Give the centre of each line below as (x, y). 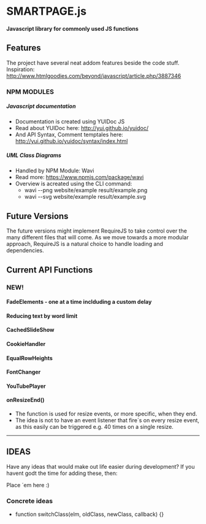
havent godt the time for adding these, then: (62, 473)
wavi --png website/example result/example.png (86, 190)
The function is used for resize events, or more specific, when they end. (106, 414)
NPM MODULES (30, 91)
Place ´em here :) (28, 485)
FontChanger (24, 372)
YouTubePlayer (26, 386)
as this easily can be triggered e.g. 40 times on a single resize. (94, 426)
